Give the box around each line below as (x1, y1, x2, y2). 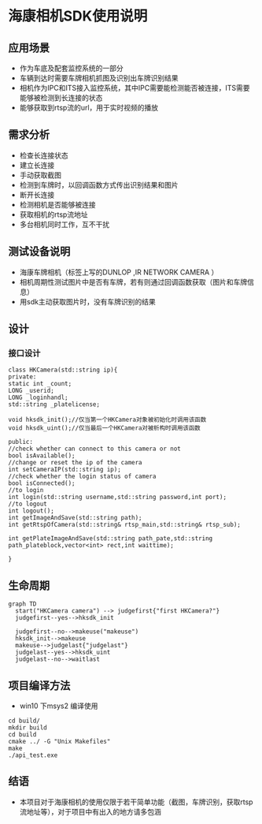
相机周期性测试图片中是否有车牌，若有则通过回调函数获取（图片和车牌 (19, 277, 248, 286)
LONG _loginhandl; (8, 393, 68, 402)
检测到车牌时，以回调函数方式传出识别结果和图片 (19, 180, 179, 189)
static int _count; (8, 380, 72, 388)
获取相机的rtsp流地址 (19, 210, 88, 219)
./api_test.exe (8, 751, 58, 759)
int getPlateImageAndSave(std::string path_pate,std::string (8, 535, 213, 542)
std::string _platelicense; (8, 401, 101, 408)
